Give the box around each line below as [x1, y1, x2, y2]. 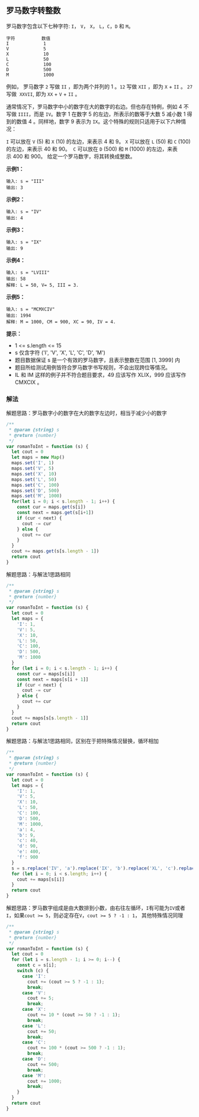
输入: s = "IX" [6, 239, 42, 245]
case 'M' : [21, 1072, 46, 1078]
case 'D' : [21, 1056, 46, 1062]
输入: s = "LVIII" [6, 269, 50, 275]
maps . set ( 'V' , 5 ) [11, 465, 54, 472]
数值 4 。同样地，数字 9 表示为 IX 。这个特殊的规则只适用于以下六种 [16, 118, 181, 125]
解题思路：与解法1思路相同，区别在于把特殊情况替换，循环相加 [6, 738, 159, 745]
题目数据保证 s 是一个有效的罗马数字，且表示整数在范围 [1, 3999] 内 [14, 356, 181, 363]
